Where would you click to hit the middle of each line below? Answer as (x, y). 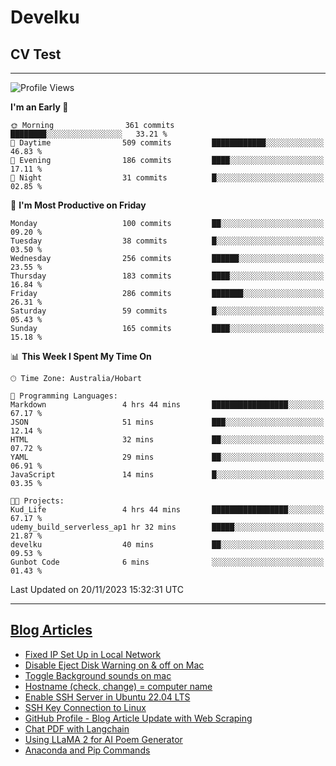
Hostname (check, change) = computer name (118, 686)
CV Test (36, 54)
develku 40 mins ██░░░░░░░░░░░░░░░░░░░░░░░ (167, 545)
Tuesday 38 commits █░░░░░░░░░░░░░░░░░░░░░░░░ (167, 241)
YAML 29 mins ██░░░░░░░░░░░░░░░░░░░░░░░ (167, 457)
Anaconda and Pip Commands (87, 750)
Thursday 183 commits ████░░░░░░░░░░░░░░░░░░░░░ (167, 276)
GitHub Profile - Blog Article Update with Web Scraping (138, 718)
